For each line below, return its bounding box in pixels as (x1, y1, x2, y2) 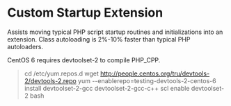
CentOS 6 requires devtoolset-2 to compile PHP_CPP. (7, 55, 161, 64)
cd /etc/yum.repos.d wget (24, 69, 99, 78)
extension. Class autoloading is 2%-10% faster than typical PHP (7, 35, 191, 43)
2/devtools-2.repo (24, 76, 77, 85)
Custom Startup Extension (7, 5, 164, 21)
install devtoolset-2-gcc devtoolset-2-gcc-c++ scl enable (24, 84, 190, 92)
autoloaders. (7, 42, 44, 51)
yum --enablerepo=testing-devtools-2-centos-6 (77, 76, 217, 85)
